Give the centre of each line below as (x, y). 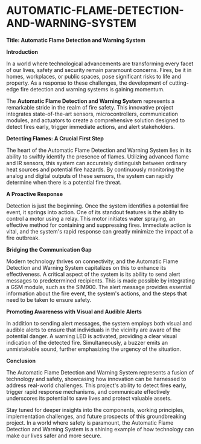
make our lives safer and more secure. (54, 436)
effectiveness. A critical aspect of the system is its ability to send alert (93, 274)
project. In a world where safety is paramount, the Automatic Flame (90, 423)
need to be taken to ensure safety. (49, 299)
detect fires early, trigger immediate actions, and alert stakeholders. (91, 126)
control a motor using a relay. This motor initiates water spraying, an (91, 218)
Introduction (22, 51)
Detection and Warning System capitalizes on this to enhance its (86, 267)
